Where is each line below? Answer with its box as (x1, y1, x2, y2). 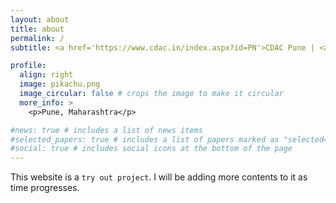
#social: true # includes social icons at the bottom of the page (10, 144, 293, 154)
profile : (10, 61, 47, 71)
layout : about (10, 14, 70, 25)
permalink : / (10, 33, 65, 43)
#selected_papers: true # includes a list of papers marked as (10, 134, 280, 145)
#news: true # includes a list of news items (10, 125, 203, 135)
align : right (19, 70, 74, 80)
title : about (10, 24, 65, 34)
